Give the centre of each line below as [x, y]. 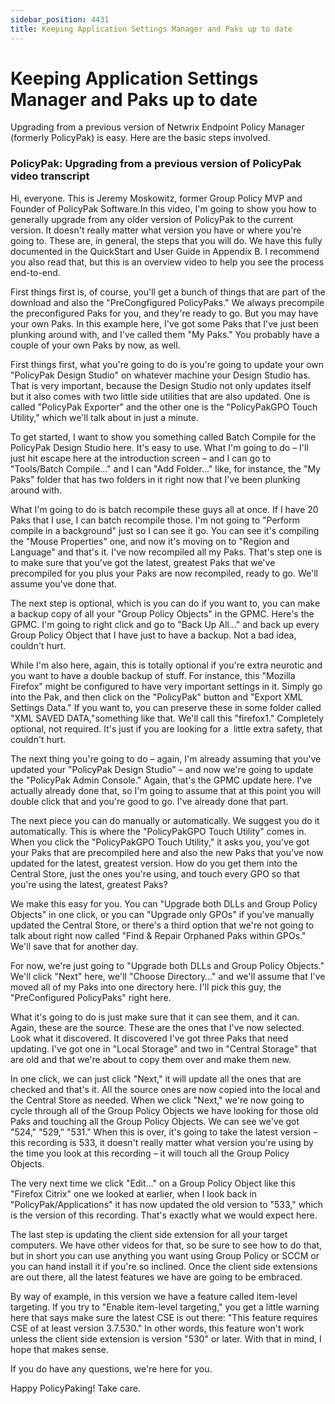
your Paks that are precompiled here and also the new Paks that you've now [167, 852]
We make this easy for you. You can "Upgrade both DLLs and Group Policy [164, 903]
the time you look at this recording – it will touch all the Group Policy [150, 1153]
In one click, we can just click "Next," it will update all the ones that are [156, 1078]
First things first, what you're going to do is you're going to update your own [167, 364]
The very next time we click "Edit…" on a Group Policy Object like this [153, 1183]
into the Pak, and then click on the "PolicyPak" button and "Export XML [156, 697]
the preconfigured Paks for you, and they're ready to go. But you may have [164, 313]
